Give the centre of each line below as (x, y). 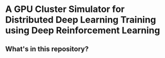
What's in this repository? (47, 49)
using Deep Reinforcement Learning (83, 30)
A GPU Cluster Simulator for (65, 9)
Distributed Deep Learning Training (81, 20)
